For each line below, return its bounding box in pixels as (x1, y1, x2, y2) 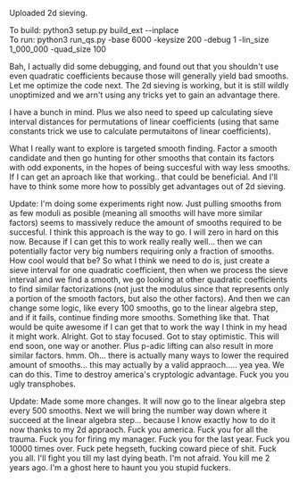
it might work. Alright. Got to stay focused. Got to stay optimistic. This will (9, 331, 279, 342)
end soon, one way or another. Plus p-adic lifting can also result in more (9, 341, 274, 351)
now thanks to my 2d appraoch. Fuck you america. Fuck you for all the (9, 424, 269, 435)
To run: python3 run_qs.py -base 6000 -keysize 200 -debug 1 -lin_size (9, 35, 270, 45)
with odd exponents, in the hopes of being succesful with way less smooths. (9, 162, 291, 172)
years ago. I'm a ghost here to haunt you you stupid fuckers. (9, 462, 231, 472)
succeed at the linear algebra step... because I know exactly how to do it (9, 415, 276, 425)
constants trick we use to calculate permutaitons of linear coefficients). (9, 126, 271, 137)
